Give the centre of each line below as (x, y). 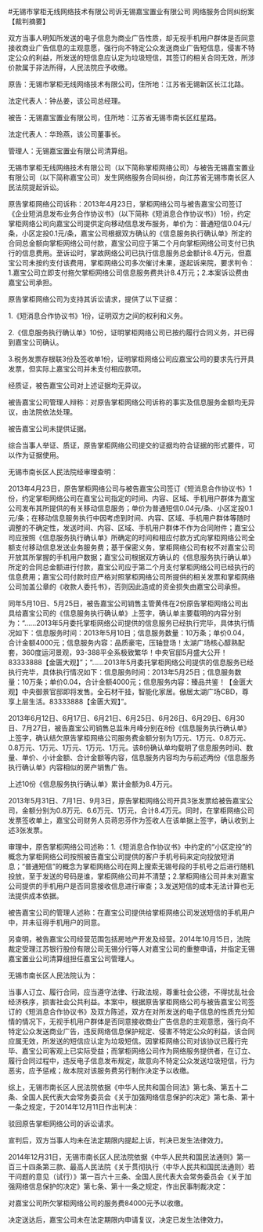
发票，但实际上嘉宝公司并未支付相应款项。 (77, 369)
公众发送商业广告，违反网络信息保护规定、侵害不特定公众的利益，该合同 (138, 1031)
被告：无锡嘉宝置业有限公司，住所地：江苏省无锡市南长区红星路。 (114, 117)
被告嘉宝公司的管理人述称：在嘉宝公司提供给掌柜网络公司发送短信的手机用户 (131, 912)
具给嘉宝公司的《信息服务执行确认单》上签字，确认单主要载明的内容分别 (124, 613)
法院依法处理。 (52, 412)
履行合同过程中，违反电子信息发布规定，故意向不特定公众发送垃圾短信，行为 (131, 1061)
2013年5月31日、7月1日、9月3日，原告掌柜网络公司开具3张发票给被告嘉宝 (127, 801)
